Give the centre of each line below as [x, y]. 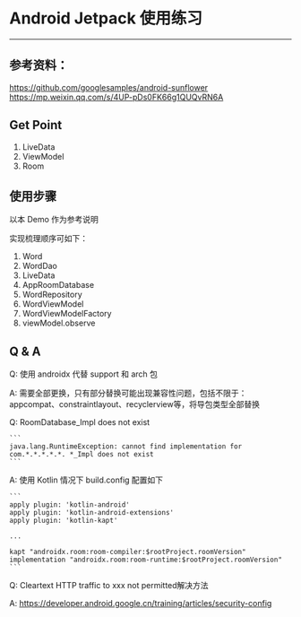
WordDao [40, 266]
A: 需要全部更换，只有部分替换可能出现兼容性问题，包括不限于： [128, 393]
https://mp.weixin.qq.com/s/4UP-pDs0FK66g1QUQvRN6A [116, 97]
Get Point [36, 125]
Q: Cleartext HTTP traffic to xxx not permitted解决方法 [109, 586]
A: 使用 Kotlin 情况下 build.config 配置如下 [86, 480]
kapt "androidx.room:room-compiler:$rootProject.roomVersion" [128, 552]
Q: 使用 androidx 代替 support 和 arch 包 [84, 374]
